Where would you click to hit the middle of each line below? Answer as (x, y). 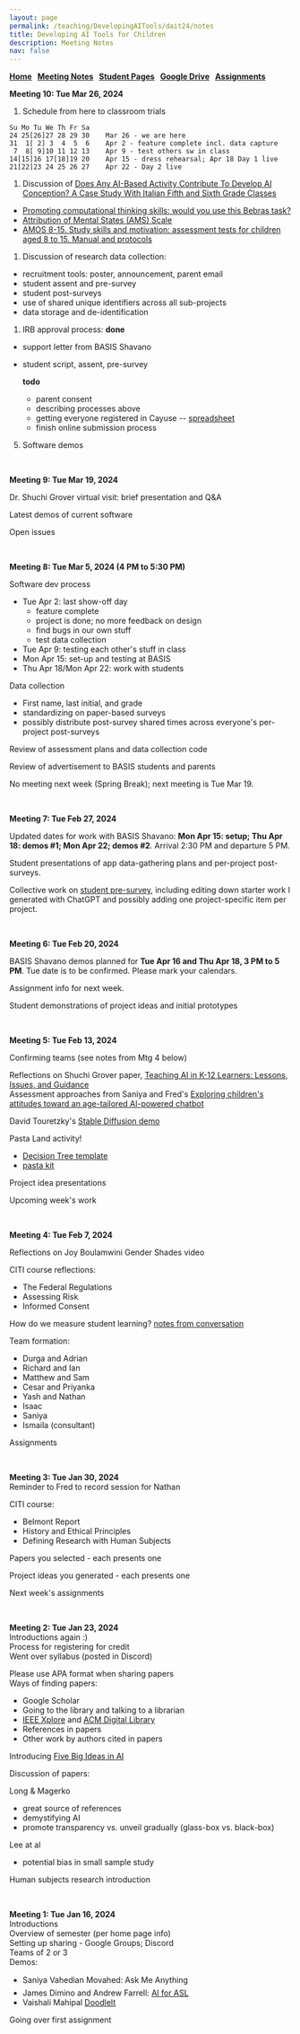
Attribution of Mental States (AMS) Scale (97, 220)
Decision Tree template (65, 1156)
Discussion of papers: (50, 1774)
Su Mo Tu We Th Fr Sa (50, 128)
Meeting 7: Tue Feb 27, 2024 (63, 819)
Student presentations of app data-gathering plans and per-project (133, 864)
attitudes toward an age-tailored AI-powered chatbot (107, 1104)
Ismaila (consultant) (59, 1425)
